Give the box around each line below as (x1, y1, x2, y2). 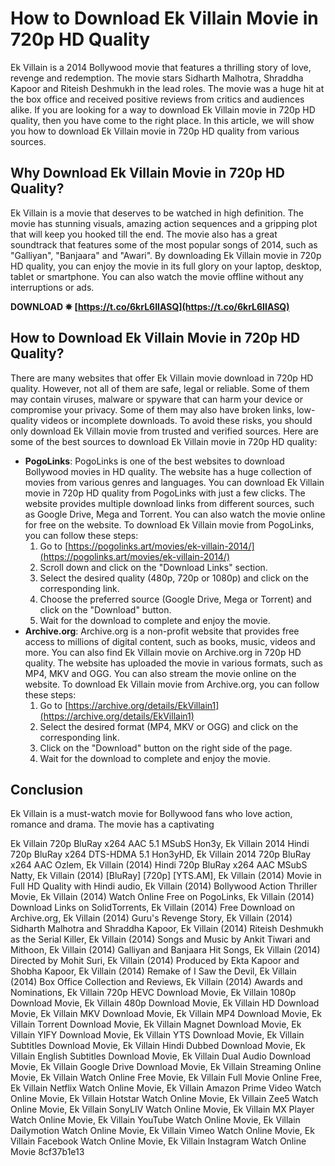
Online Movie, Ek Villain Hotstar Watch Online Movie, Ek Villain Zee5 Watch (10, 1093, 319, 1105)
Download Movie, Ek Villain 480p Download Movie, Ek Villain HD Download (10, 997, 320, 1009)
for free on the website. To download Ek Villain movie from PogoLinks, (24, 518, 315, 531)
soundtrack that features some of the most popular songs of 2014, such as (10, 238, 318, 251)
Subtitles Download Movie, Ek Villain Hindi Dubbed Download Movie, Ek (10, 1040, 306, 1052)
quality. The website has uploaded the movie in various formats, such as (24, 657, 323, 669)
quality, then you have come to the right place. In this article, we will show (10, 114, 315, 126)
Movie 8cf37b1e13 (10, 1146, 85, 1158)
